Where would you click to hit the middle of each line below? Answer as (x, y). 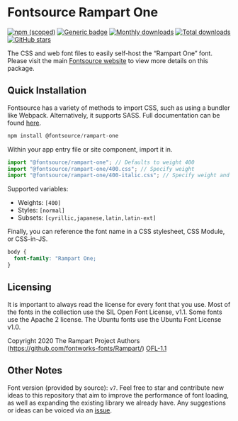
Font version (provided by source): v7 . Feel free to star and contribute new (116, 388)
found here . (24, 123)
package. (21, 68)
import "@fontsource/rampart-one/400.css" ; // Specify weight (101, 169)
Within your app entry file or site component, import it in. (90, 149)
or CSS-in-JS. (28, 239)
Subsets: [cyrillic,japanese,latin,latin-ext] (87, 218)
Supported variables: (38, 189)
